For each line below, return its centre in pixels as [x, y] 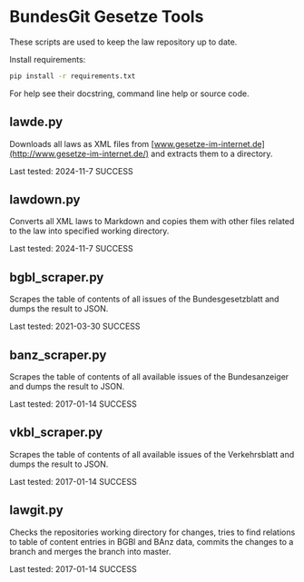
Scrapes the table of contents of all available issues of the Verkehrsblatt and [152, 454]
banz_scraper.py [58, 355]
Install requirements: [48, 59]
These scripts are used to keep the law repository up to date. [123, 42]
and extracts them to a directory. [212, 153]
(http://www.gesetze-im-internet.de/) [79, 153]
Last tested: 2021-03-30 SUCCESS [75, 326]
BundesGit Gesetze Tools [107, 17]
